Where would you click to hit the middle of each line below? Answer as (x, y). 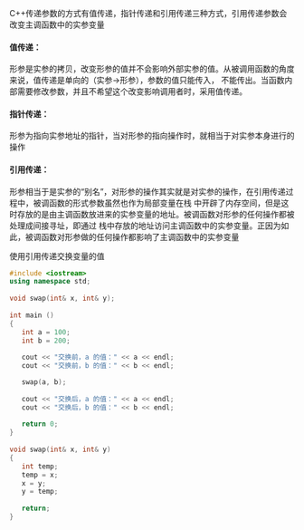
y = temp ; (40, 492)
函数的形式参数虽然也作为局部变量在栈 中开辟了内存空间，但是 (165, 203)
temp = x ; (40, 475)
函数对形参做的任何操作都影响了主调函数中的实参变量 (140, 236)
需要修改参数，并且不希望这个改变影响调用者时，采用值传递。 (132, 92)
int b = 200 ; (46, 341)
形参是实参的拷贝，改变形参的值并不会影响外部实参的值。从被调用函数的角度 (152, 69)
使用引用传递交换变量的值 (57, 255)
